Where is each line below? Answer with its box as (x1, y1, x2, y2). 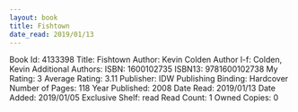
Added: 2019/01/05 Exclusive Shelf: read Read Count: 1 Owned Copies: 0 (9, 92, 279, 103)
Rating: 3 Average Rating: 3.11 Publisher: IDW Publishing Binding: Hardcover (9, 73, 289, 84)
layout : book (9, 13, 58, 22)
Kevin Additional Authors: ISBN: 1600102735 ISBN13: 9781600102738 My (9, 64, 278, 74)
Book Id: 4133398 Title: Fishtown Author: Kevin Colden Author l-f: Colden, (9, 55, 283, 65)
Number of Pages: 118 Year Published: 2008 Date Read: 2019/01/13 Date (9, 82, 276, 94)
